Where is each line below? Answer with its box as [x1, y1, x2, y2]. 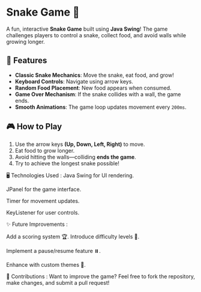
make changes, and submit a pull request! [6, 279, 110, 286]
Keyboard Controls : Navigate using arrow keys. [14, 78, 134, 85]
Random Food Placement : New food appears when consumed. [14, 84, 172, 91]
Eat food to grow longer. [14, 147, 75, 154]
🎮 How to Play [6, 121, 62, 132]
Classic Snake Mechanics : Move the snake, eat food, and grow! [14, 71, 174, 79]
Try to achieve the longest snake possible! [14, 159, 120, 167]
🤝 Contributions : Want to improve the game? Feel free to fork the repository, [6, 273, 196, 280]
